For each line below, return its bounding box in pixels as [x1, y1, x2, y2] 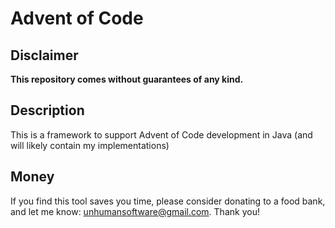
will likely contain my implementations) [10, 139, 170, 151]
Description [10, 102, 85, 119]
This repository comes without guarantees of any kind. [10, 73, 244, 85]
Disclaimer [10, 47, 79, 64]
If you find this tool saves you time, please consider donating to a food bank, [10, 195, 326, 207]
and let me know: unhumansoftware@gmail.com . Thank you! [10, 205, 260, 217]
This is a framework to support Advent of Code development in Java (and [10, 128, 313, 141]
